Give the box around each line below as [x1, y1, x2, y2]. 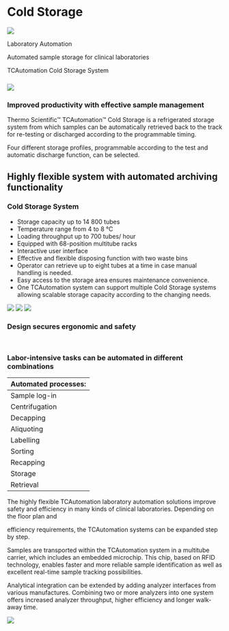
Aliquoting [10, 425, 44, 434]
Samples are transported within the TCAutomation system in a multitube [7, 546, 210, 554]
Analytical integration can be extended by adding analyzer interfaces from [7, 581, 217, 590]
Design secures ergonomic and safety [7, 322, 137, 331]
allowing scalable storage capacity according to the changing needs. [16, 290, 212, 298]
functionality [7, 181, 64, 193]
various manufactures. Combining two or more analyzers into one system [7, 588, 214, 597]
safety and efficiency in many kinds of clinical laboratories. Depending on [7, 505, 214, 513]
